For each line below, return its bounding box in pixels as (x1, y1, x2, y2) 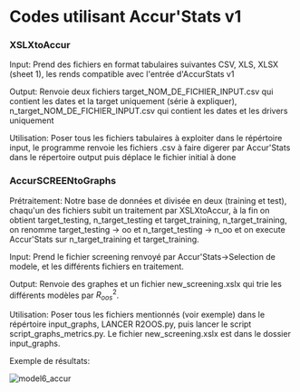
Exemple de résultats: (9, 356, 91, 367)
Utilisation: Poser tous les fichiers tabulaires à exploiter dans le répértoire (9, 133, 283, 144)
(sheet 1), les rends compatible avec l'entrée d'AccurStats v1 (9, 69, 235, 80)
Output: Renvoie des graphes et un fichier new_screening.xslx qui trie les (9, 278, 283, 289)
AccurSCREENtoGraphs (9, 175, 116, 187)
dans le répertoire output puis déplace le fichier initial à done (9, 152, 237, 163)
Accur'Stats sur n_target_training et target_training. (9, 234, 199, 244)
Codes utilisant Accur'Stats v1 (9, 6, 242, 27)
